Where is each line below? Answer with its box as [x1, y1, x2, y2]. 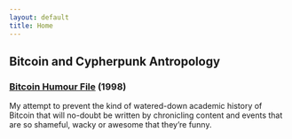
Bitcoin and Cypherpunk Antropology [9, 54, 220, 69]
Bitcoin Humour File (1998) [9, 81, 127, 93]
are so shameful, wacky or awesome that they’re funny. [9, 120, 212, 130]
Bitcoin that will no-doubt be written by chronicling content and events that [9, 110, 283, 120]
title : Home [9, 21, 53, 30]
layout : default [9, 12, 69, 22]
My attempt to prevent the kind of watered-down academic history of [9, 101, 263, 112]
